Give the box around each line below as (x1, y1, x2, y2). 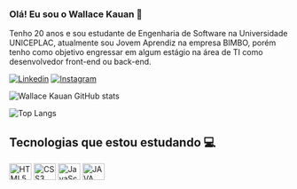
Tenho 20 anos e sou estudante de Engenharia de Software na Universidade (9, 28, 288, 39)
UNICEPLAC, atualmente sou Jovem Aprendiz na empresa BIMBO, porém (9, 37, 277, 48)
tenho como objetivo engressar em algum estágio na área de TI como (9, 47, 263, 58)
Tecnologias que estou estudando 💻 (9, 135, 216, 150)
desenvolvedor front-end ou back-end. (9, 57, 152, 67)
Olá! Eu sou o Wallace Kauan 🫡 (9, 8, 143, 20)
